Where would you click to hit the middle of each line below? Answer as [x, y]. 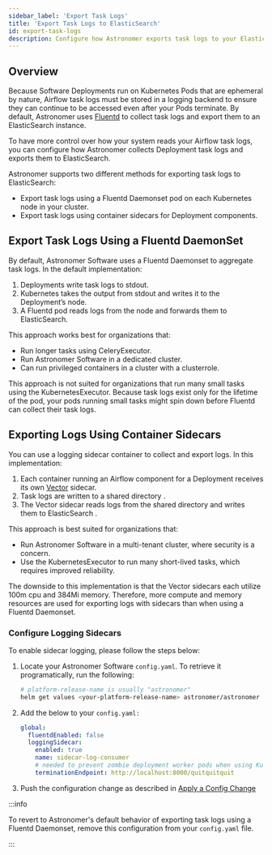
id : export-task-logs [45, 31]
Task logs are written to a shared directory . [93, 496]
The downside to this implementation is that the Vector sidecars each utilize [135, 586]
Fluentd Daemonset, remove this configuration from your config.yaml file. [131, 828]
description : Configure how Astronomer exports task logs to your [123, 38]
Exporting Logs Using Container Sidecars [115, 435]
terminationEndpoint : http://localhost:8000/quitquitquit [135, 772]
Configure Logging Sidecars [65, 633]
